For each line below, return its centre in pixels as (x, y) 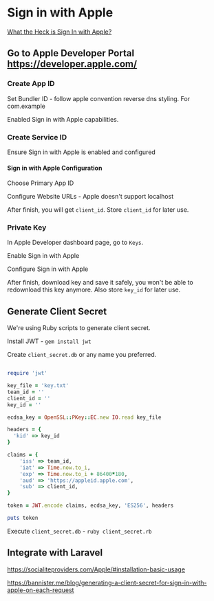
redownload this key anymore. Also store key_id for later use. (94, 289)
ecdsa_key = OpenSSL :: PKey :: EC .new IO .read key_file (84, 417)
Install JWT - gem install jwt (49, 341)
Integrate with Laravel (55, 553)
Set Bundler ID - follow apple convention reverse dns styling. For (99, 98)
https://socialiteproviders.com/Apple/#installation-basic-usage (96, 569)
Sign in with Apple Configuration (55, 168)
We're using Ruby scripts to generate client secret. (79, 328)
